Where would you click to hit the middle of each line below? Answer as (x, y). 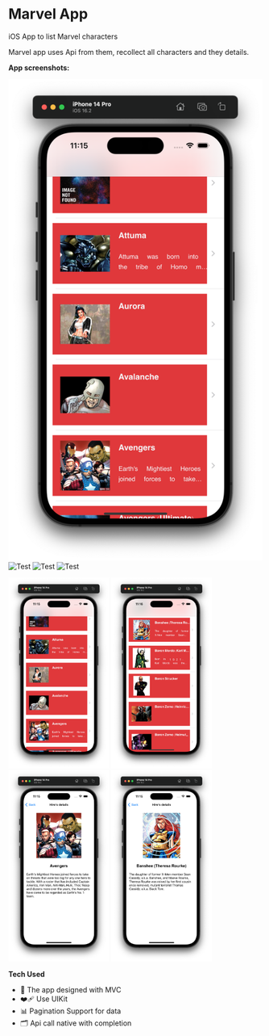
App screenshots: (39, 67)
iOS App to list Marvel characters (63, 36)
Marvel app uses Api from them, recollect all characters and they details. (129, 52)
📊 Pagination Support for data (70, 1011)
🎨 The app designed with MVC (71, 989)
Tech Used (27, 974)
